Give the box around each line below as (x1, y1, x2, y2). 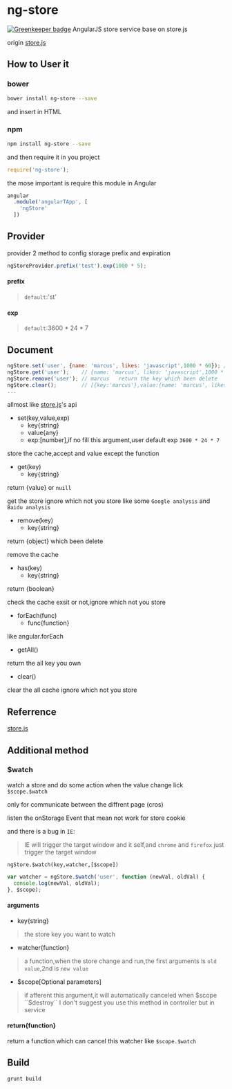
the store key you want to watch (23, 930, 116, 938)
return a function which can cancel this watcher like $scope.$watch (7, 1036, 197, 1045)
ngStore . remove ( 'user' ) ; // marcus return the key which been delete (7, 375, 217, 382)
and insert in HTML (7, 107, 62, 116)
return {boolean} (7, 585, 55, 593)
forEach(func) (17, 612, 57, 620)
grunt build (7, 1075, 41, 1082)
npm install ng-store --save (7, 140, 91, 147)
